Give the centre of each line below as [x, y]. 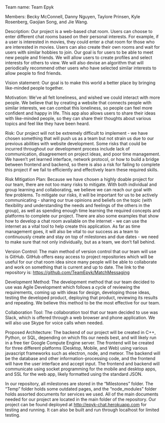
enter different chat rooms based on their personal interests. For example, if [82, 37]
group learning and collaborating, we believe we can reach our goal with [79, 190]
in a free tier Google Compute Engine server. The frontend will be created [80, 343]
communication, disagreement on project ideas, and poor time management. [83, 154]
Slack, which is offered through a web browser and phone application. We [80, 317]
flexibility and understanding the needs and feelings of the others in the [78, 205]
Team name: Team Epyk [30, 7]
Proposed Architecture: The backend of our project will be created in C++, [81, 332]
